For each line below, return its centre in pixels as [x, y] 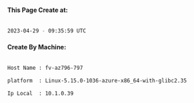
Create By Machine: [37, 47]
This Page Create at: [38, 10]
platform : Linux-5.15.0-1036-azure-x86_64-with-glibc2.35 [97, 81]
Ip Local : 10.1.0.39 [40, 94]
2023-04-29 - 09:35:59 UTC [47, 31]
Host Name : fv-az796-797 [45, 68]
